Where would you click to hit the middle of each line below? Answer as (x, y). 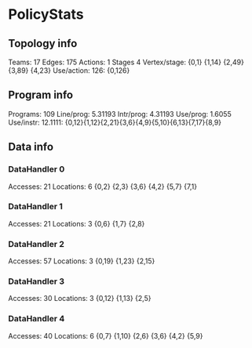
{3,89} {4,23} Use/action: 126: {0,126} (69, 71)
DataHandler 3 (37, 281)
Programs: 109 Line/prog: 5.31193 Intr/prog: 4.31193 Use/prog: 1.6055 (120, 114)
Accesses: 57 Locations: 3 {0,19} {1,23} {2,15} (82, 261)
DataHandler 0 (37, 169)
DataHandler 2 (37, 244)
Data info (31, 147)
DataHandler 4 (37, 319)
